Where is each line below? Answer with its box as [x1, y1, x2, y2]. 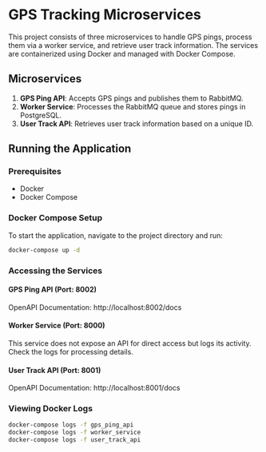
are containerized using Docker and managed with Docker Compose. [8, 49, 236, 58]
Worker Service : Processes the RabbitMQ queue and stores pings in [19, 101, 246, 111]
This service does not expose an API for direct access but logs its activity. [8, 338, 252, 348]
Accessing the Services [8, 265, 102, 276]
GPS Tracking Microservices [8, 6, 202, 24]
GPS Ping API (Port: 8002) [8, 285, 97, 295]
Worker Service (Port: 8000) [8, 321, 105, 331]
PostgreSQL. [19, 110, 62, 120]
